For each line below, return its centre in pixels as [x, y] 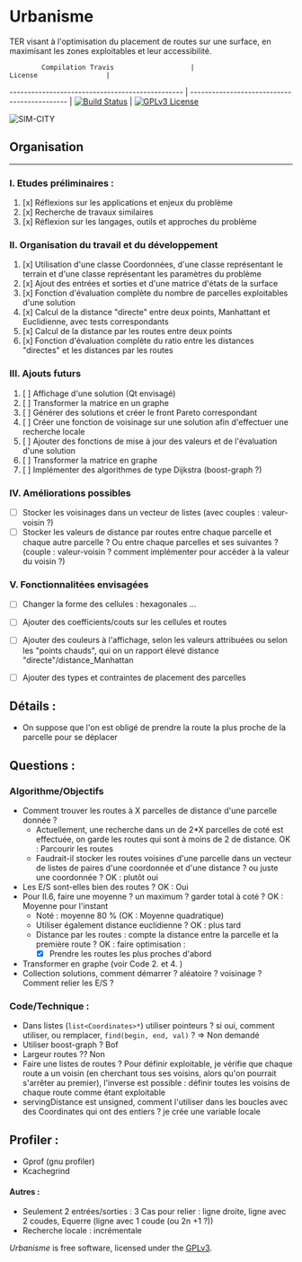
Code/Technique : [49, 1006]
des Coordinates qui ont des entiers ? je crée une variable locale [141, 1112]
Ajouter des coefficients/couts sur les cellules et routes [124, 622]
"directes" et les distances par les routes [98, 350]
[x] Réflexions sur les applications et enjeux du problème [128, 203]
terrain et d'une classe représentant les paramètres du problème [142, 274]
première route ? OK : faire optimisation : [111, 944]
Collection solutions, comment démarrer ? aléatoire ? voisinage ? [142, 974]
